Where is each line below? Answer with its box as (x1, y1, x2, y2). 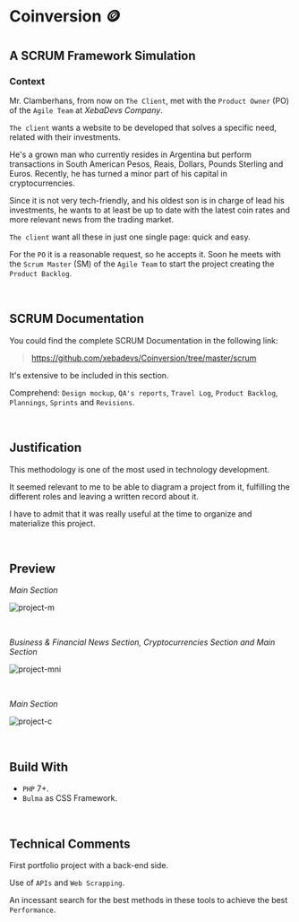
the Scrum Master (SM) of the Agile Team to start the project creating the (9, 258, 275, 269)
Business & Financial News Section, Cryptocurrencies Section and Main (9, 637, 276, 648)
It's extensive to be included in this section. (9, 370, 169, 380)
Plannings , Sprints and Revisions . (9, 396, 135, 407)
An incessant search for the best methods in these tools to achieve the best (9, 894, 288, 905)
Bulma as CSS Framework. (21, 793, 118, 804)
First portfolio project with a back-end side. (9, 859, 168, 870)
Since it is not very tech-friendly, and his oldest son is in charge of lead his (9, 195, 285, 205)
